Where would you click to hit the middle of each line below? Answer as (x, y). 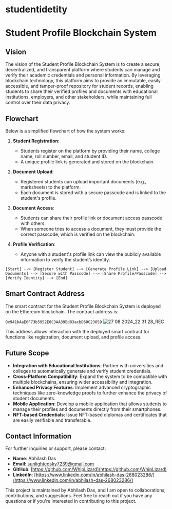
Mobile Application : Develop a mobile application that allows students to (90, 404)
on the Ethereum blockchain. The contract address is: (62, 311)
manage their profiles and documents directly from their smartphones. (87, 409)
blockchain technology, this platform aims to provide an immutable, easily (83, 81)
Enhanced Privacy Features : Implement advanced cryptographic (82, 387)
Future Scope (27, 353)
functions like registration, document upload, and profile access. (74, 337)
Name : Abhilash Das (34, 459)
